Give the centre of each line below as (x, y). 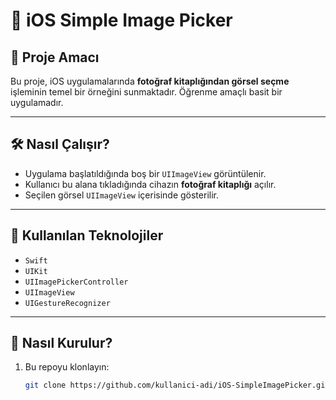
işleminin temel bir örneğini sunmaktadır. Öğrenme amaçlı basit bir (146, 92)
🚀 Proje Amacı (55, 57)
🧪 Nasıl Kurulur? (61, 343)
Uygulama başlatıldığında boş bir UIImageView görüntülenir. (145, 173)
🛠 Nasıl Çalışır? (60, 144)
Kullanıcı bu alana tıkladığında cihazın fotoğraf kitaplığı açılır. (150, 184)
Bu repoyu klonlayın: (67, 367)
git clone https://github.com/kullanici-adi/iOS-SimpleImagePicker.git (177, 385)
